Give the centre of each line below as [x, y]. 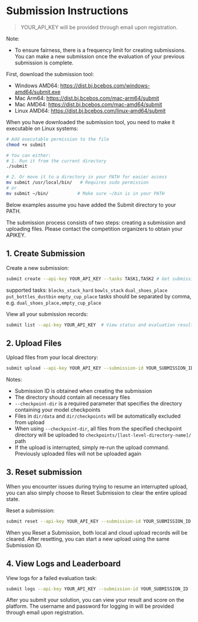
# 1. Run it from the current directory [57, 161]
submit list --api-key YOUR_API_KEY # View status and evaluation [91, 325]
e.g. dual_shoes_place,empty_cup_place [54, 302]
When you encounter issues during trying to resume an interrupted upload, [97, 486]
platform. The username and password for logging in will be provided [90, 606]
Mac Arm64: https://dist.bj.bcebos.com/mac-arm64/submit [87, 98]
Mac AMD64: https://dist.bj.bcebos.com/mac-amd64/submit [88, 104]
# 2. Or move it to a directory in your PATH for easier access [87, 177]
